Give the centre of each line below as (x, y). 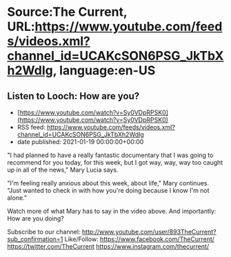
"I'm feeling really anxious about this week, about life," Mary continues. (108, 183)
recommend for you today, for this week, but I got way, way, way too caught (115, 162)
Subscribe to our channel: (44, 232)
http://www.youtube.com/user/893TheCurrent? (149, 232)
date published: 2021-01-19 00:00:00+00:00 (80, 142)
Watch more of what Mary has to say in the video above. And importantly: (112, 211)
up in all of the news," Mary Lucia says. (63, 170)
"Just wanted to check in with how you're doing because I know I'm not (108, 191)
